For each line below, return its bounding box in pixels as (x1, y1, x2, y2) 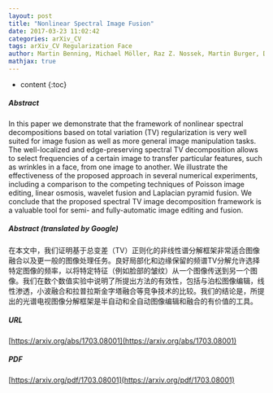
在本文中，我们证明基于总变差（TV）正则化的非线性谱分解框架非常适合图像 (8, 245, 260, 255)
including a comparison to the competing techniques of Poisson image (8, 179, 245, 189)
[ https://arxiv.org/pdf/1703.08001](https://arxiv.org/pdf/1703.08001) (8, 375, 236, 385)
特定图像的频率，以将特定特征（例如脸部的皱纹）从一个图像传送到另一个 (8, 265, 250, 275)
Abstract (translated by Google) (8, 224, 119, 234)
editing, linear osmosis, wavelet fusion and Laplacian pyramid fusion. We (8, 188, 253, 198)
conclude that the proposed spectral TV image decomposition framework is (8, 196, 262, 206)
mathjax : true (8, 58, 57, 66)
